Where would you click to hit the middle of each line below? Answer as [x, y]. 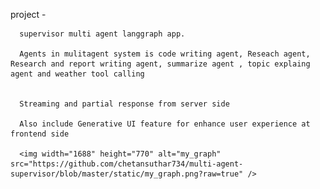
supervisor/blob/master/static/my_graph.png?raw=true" [127, 174]
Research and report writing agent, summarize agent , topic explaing [160, 64]
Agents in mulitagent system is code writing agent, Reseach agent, [165, 54]
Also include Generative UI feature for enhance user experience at [165, 124]
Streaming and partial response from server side [124, 104]
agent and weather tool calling [77, 74]
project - [28, 14]
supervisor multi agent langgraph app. [102, 34]
